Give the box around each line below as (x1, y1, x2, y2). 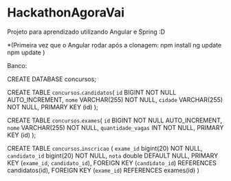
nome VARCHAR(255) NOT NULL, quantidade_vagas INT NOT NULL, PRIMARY (7, 123, 224, 131)
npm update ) (7, 48, 45, 56)
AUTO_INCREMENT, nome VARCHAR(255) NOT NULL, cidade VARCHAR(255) (7, 95, 223, 104)
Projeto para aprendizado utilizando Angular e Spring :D (7, 28, 166, 36)
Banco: (7, 61, 27, 70)
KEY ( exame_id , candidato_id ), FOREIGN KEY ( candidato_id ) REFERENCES (7, 158, 217, 167)
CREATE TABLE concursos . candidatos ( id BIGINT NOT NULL (7, 88, 177, 96)
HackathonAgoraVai (7, 5, 125, 21)
